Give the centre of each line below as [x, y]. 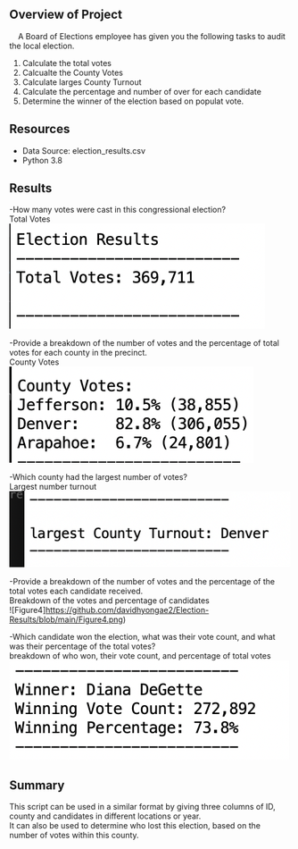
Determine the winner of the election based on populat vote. [133, 101]
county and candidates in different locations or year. [105, 816]
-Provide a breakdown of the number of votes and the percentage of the [142, 582]
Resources [40, 129]
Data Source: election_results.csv [83, 150]
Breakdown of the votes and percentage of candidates [109, 601]
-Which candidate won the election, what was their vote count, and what [142, 637]
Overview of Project [66, 15]
